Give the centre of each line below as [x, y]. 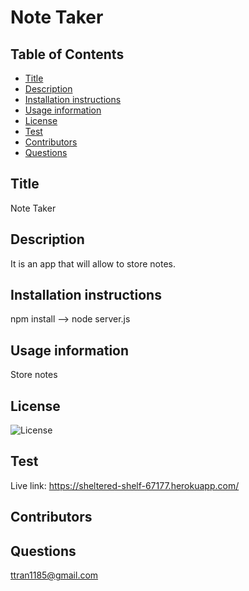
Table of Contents [67, 54]
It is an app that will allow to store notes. [93, 263]
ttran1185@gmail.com [54, 575]
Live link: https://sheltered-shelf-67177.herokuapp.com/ [125, 485]
